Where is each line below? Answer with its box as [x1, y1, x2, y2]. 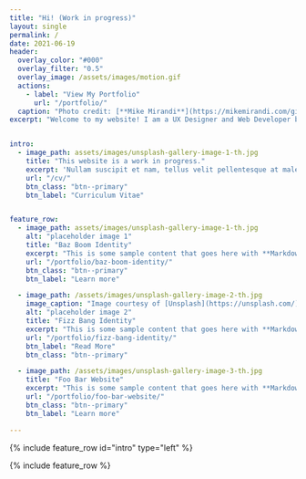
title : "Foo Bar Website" [25, 375, 125, 384]
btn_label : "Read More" [25, 341, 117, 351]
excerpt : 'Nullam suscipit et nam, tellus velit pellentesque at [25, 165, 280, 174]
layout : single [9, 22, 67, 31]
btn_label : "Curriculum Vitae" [25, 191, 145, 200]
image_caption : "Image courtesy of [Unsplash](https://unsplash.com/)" [25, 299, 303, 308]
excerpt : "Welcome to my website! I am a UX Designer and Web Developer [9, 115, 291, 124]
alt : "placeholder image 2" [25, 307, 132, 318]
